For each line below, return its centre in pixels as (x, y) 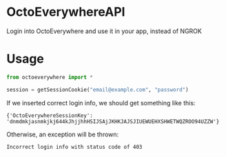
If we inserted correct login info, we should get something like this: (101, 103)
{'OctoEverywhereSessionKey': (50, 115)
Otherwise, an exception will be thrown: (63, 134)
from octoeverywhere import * (50, 77)
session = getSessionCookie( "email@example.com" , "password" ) (97, 90)
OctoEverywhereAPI (66, 12)
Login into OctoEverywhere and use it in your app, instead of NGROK (104, 31)
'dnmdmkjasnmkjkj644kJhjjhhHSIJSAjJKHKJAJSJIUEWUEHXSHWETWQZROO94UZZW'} (113, 121)
